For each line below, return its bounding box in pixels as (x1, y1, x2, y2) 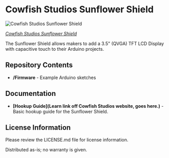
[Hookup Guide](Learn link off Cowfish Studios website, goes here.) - (12, 103, 164, 109)
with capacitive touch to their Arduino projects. (5, 46, 104, 52)
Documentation (5, 89, 56, 98)
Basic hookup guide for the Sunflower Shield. (12, 108, 109, 114)
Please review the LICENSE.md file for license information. (5, 137, 129, 143)
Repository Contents (5, 61, 73, 70)
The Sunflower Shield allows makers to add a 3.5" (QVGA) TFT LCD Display (5, 40, 164, 47)
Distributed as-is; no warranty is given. (5, 147, 88, 153)
